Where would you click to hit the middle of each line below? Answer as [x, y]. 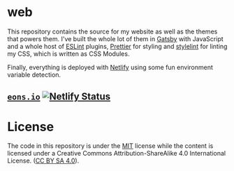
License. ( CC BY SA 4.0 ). [43, 161]
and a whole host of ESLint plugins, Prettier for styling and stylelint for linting [117, 46]
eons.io [24, 97]
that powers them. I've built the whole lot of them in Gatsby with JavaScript [115, 38]
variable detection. [34, 75]
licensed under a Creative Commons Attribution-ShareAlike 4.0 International [116, 154]
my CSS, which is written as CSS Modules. [68, 54]
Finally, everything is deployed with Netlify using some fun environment [110, 67]
